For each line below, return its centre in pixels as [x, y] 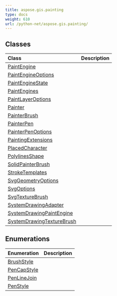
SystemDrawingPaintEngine [40, 213]
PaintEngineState [28, 83]
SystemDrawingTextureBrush [42, 221]
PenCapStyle [23, 269]
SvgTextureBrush [28, 197]
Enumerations [27, 239]
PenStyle [18, 286]
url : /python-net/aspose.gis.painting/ [47, 24]
